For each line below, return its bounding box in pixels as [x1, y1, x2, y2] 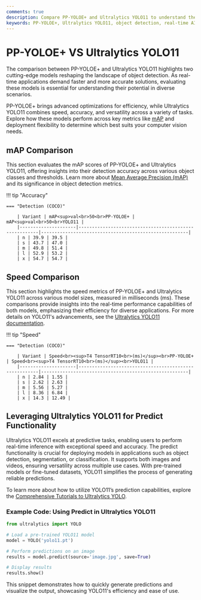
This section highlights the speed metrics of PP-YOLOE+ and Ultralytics [6, 288, 182, 295]
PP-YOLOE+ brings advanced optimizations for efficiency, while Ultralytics [6, 102, 190, 109]
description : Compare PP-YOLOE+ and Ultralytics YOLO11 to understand [6, 14, 186, 20]
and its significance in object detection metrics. [6, 180, 123, 187]
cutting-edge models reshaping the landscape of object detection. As [6, 72, 178, 79]
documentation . [6, 319, 45, 327]
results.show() [6, 570, 44, 576]
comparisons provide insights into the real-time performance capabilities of [6, 300, 193, 307]
